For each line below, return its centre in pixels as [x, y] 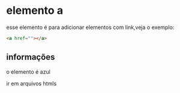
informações [31, 57]
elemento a [35, 11]
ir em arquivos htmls [32, 83]
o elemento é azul [28, 72]
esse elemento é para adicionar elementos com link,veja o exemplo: [90, 27]
